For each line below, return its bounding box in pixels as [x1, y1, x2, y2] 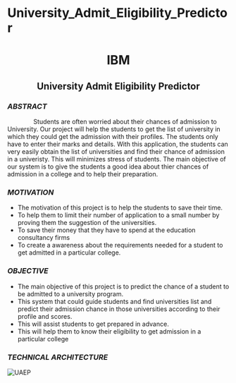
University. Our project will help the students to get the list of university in [7, 125, 221, 133]
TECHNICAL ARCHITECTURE [7, 352, 108, 362]
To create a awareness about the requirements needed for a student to [17, 241, 223, 250]
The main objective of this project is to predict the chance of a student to [17, 282, 230, 291]
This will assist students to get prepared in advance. [17, 320, 169, 328]
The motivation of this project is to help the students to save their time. [17, 203, 223, 212]
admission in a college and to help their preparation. [7, 170, 159, 178]
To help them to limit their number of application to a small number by [17, 211, 220, 219]
